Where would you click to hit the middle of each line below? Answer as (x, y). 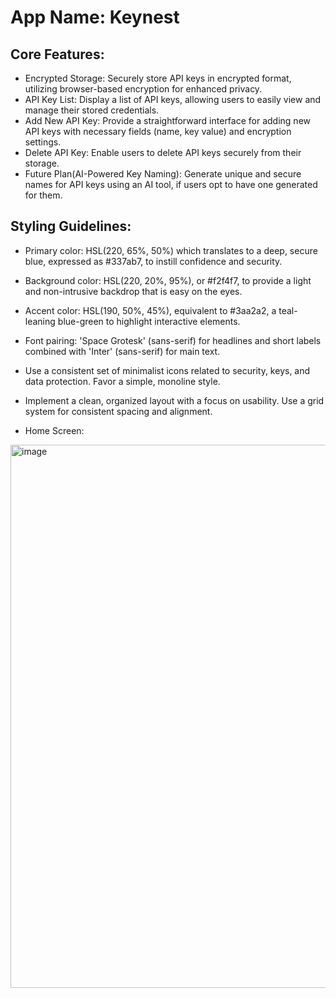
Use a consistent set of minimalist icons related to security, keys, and (167, 370)
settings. (43, 142)
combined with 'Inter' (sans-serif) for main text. (122, 351)
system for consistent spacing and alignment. (118, 411)
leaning (40, 321)
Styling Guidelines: (71, 226)
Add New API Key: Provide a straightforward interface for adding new (167, 120)
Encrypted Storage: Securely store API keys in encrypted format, (158, 78)
